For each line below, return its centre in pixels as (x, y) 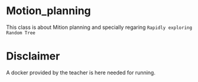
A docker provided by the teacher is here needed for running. (81, 73)
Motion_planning (49, 11)
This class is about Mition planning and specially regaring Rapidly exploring (99, 27)
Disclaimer (33, 56)
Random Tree (21, 33)
